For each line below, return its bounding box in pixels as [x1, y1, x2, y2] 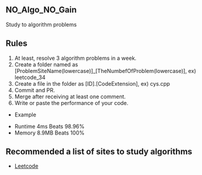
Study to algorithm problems [5, 21, 77, 28]
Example [14, 111, 37, 118]
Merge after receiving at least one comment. [14, 93, 126, 100]
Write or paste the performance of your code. [14, 99, 129, 106]
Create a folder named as [14, 60, 78, 68]
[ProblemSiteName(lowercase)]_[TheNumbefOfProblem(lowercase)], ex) [14, 67, 197, 74]
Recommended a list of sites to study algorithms [5, 147, 192, 157]
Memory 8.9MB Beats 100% [14, 129, 85, 136]
